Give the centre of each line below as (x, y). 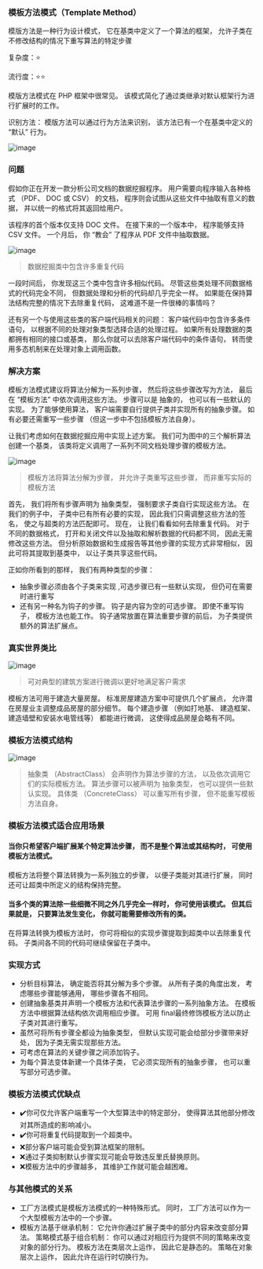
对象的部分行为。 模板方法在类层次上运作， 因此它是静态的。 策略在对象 (136, 1247)
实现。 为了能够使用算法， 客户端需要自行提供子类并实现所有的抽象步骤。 (127, 409)
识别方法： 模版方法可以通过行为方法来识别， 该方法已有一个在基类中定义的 (130, 123)
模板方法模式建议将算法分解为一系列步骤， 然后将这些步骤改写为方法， (122, 389)
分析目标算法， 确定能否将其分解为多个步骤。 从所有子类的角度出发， (131, 984)
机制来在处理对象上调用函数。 (77, 349)
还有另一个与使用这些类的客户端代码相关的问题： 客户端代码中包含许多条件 (130, 319)
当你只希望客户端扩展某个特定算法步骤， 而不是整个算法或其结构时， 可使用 (130, 846)
